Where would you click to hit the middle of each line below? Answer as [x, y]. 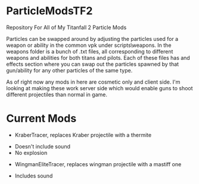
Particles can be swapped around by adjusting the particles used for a [92, 39]
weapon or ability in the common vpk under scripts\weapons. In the [89, 45]
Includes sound [34, 176]
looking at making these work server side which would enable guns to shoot [99, 88]
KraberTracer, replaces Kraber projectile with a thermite [83, 135]
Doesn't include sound [42, 146]
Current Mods [41, 118]
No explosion [31, 153]
